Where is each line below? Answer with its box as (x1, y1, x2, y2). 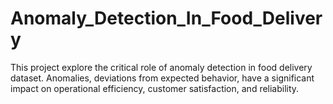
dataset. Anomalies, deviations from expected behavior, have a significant (10, 72, 315, 84)
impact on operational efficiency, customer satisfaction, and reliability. (10, 82, 300, 94)
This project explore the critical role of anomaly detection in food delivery (10, 61, 313, 73)
